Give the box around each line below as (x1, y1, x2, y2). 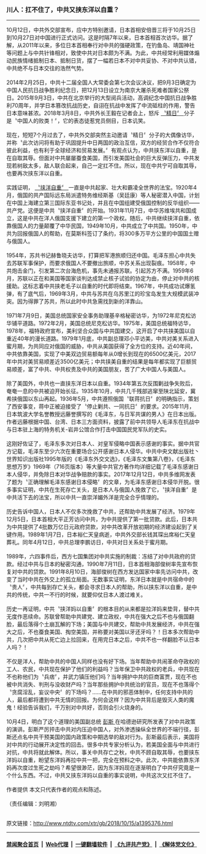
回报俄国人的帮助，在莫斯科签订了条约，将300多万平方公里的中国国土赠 (17, 230, 199, 237)
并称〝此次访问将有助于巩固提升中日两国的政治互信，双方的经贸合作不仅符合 (6, 139, 200, 147)
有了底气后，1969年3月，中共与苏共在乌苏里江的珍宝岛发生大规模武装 (17, 290, 194, 298)
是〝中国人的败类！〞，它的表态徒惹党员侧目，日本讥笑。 (6, 117, 149, 125)
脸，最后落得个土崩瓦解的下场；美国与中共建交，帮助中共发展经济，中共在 (6, 621, 194, 628)
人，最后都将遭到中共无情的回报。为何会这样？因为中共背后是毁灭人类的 (6, 696, 189, 704)
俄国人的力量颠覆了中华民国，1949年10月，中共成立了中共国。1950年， (11, 222, 193, 229)
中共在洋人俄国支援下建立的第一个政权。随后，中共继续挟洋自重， (27, 215, 194, 222)
